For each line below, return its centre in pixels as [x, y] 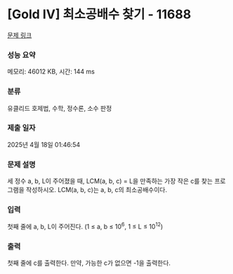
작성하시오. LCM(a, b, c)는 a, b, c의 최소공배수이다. [96, 190]
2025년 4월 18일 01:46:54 [44, 144]
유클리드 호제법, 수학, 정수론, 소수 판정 [60, 108]
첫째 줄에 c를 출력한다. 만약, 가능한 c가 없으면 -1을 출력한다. [89, 263]
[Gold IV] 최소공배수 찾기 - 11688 [99, 14]
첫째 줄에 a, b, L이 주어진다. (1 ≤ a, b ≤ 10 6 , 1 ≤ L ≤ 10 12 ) [85, 226]
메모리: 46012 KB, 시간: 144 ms [51, 71]
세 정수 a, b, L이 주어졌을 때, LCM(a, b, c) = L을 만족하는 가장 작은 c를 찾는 [110, 181]
